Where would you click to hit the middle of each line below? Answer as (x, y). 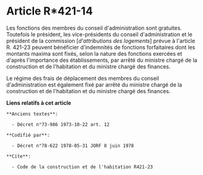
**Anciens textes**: (32, 114)
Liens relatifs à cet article (39, 103)
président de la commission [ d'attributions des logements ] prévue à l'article (101, 41)
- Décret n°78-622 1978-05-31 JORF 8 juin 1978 (73, 146)
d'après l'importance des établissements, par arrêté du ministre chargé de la (102, 60)
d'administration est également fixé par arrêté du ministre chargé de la (94, 84)
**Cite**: (19, 156)
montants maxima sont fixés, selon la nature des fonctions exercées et (94, 53)
